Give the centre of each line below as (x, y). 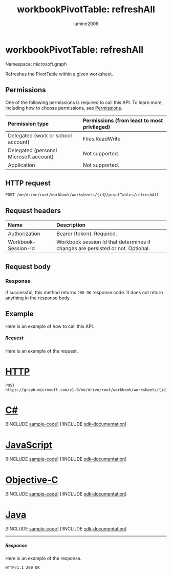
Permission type (28, 124)
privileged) (96, 127)
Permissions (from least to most (123, 120)
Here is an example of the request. (42, 351)
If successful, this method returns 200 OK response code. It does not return (84, 292)
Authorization (24, 234)
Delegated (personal (33, 150)
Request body (28, 267)
